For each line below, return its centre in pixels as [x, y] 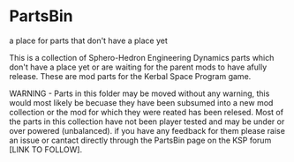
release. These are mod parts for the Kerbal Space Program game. [130, 76]
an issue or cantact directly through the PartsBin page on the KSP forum [140, 140]
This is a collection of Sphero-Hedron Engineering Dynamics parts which [142, 57]
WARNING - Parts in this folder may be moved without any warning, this [139, 93]
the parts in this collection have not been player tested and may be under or [147, 121]
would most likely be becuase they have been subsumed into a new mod [141, 102]
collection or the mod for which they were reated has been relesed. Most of [147, 112]
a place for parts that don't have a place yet [88, 40]
